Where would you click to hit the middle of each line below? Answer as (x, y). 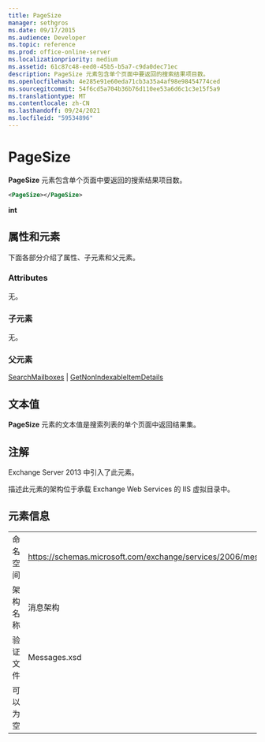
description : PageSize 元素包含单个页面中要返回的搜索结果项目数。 (109, 74)
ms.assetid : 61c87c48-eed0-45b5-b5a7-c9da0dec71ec (93, 67)
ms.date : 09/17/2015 (42, 30)
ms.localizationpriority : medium (63, 60)
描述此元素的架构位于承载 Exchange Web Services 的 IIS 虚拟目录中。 (121, 489)
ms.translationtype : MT (47, 96)
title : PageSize (35, 15)
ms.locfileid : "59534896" (50, 118)
